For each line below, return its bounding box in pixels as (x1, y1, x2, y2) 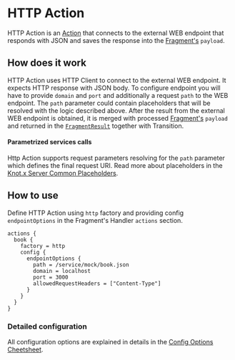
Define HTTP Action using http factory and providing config (7, 209, 184, 217)
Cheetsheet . (7, 345, 44, 354)
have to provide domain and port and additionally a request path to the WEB (7, 91, 229, 99)
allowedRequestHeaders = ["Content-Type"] (33, 280, 161, 287)
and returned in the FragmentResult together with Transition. (7, 121, 184, 130)
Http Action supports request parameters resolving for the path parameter (7, 154, 225, 162)
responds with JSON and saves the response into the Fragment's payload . (7, 36, 225, 44)
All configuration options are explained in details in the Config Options (7, 338, 214, 346)
